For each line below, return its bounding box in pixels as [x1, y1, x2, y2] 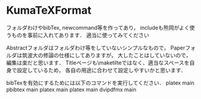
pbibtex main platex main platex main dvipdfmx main [6, 86, 137, 93]
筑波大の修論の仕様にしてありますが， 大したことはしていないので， [22, 51, 191, 58]
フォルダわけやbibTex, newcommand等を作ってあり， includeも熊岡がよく [6, 24, 190, 31]
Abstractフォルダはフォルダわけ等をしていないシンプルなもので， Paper [6, 44, 185, 51]
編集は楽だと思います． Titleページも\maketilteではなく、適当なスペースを [6, 59, 190, 66]
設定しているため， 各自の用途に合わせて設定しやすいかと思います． [16, 66, 187, 73]
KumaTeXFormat [6, 4, 91, 17]
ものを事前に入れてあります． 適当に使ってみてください [11, 31, 149, 39]
